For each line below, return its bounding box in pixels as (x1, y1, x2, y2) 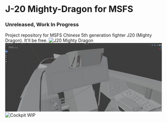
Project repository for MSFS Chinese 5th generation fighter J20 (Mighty (5, 32, 152, 38)
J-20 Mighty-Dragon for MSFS (5, 3, 133, 15)
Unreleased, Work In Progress (5, 21, 79, 28)
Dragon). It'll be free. (5, 38, 48, 43)
